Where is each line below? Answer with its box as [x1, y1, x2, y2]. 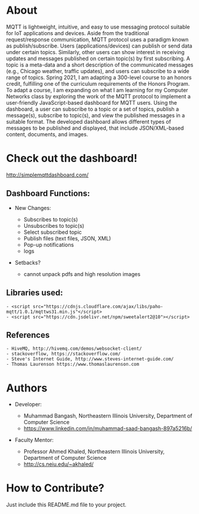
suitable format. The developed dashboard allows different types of [6, 118, 171, 125]
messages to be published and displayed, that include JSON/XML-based [6, 124, 184, 131]
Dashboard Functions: [6, 189, 90, 199]
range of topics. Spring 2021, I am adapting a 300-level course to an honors [6, 74, 192, 81]
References [6, 330, 50, 340]
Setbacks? [14, 259, 41, 266]
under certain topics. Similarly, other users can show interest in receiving [6, 48, 185, 55]
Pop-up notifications [23, 241, 74, 248]
